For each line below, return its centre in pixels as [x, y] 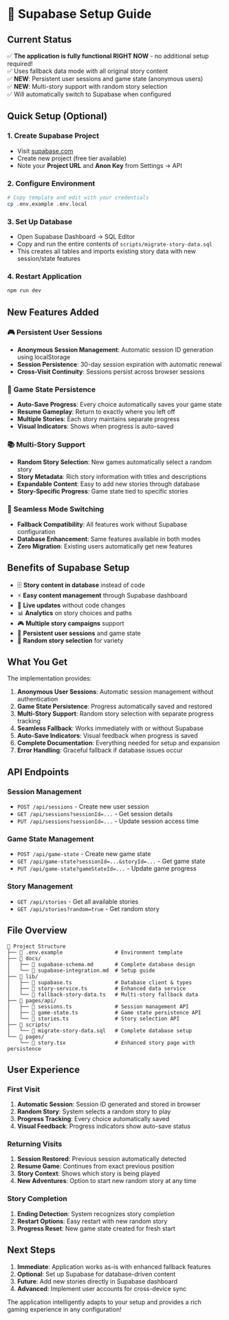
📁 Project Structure [37, 946]
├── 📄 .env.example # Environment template [95, 952]
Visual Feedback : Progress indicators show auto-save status [104, 1126]
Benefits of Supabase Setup [68, 568]
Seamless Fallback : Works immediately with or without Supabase [110, 728]
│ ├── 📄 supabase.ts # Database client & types [100, 982]
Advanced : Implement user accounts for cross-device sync [102, 1288]
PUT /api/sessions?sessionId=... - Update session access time [108, 821]
